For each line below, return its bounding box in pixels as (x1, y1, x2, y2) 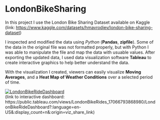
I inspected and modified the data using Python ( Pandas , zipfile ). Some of (5, 39, 154, 45)
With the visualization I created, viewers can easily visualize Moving (5, 69, 142, 75)
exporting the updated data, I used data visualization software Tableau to (5, 54, 152, 60)
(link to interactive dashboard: (5, 93, 65, 100)
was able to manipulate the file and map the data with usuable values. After (5, 49, 155, 55)
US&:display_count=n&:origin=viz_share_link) (5, 109, 95, 115)
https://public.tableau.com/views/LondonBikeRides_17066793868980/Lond (5, 99, 156, 105)
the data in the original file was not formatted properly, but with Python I (5, 44, 149, 50)
